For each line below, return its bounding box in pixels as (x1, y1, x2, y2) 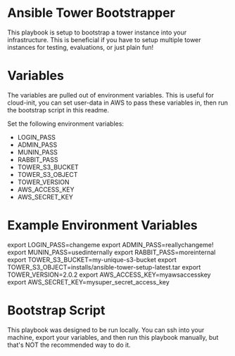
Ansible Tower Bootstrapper (7, 5, 176, 21)
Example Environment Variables (7, 218, 198, 233)
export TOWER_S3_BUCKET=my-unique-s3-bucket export (7, 255, 177, 264)
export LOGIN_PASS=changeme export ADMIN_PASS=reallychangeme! (7, 240, 214, 249)
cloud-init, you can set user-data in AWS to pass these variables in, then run (7, 98, 229, 107)
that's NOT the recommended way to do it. (7, 341, 131, 349)
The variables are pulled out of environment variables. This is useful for (7, 91, 215, 99)
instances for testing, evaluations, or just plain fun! (7, 43, 153, 51)
